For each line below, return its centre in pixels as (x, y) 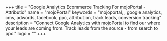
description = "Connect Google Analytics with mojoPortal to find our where (83, 23)
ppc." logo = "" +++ (26, 33)
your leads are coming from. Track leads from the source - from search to (82, 28)
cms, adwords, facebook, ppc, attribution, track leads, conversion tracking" (83, 18)
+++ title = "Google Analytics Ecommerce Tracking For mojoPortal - (75, 7)
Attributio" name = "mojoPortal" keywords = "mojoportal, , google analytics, (84, 12)
